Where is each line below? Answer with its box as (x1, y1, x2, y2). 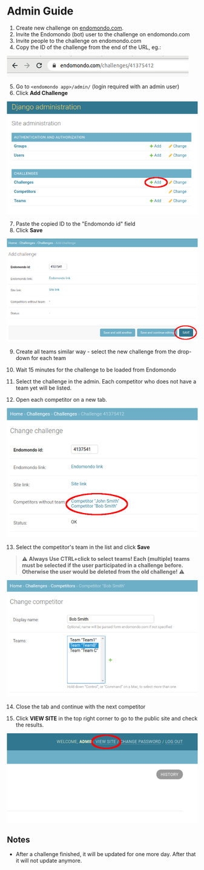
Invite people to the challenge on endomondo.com (15, 37, 142, 44)
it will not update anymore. (15, 857, 82, 865)
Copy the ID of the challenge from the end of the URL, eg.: (15, 44, 162, 51)
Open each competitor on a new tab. (15, 396, 108, 403)
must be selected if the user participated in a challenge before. (21, 561, 183, 569)
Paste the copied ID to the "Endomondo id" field (15, 220, 136, 227)
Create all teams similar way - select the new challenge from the (15, 348, 176, 355)
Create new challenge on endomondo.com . (15, 24, 124, 31)
